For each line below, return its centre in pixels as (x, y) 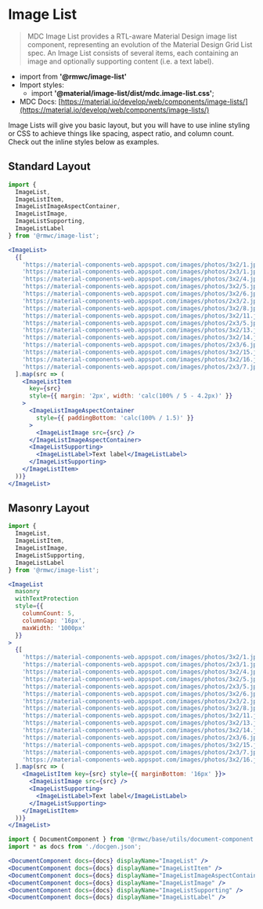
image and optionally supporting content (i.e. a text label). (120, 61)
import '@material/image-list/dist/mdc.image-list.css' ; (122, 93)
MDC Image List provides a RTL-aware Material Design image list (132, 36)
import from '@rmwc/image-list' (73, 76)
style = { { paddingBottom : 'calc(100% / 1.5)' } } (115, 418)
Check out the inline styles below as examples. (84, 141)
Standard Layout (50, 167)
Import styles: (41, 85)
